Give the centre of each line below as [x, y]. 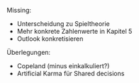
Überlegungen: [29, 52]
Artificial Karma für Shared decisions [71, 74]
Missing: [19, 10]
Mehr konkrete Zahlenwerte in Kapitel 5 [74, 31]
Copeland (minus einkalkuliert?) [63, 66]
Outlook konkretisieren [50, 39]
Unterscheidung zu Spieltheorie [63, 24]
